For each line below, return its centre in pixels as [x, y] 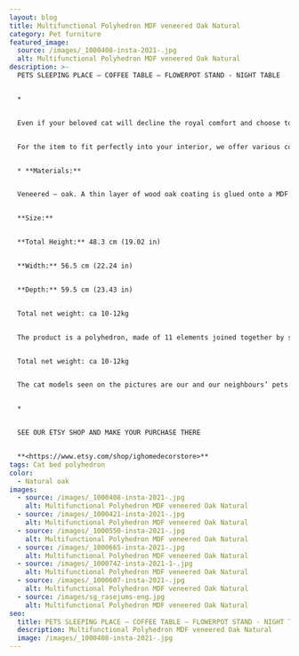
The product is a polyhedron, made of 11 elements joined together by [151, 337]
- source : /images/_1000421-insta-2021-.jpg [101, 515]
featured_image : [39, 42]
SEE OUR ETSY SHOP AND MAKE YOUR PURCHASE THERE [109, 433]
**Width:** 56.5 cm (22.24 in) [75, 266]
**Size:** [35, 219]
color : [21, 473]
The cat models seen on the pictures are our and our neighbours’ [143, 385]
